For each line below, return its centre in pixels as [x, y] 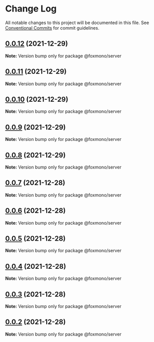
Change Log [31, 9]
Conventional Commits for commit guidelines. [52, 28]
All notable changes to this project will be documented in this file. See [77, 23]
